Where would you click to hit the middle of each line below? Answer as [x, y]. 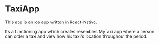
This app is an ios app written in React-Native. [51, 22]
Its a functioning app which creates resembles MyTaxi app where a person [80, 31]
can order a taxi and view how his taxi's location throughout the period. [76, 36]
